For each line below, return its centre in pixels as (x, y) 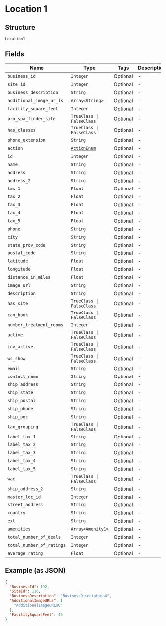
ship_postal (22, 401)
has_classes (22, 130)
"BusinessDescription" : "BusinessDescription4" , (61, 596)
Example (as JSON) (35, 571)
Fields (15, 54)
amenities (19, 529)
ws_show (17, 358)
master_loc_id (24, 497)
